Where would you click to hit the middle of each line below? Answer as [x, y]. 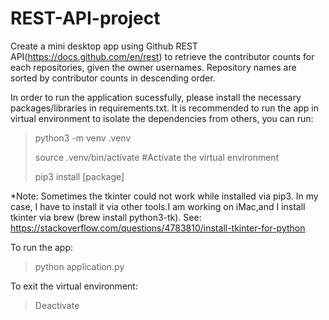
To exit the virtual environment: [74, 286]
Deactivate [57, 305]
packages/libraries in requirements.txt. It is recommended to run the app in [165, 108]
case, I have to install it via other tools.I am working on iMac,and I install [158, 206]
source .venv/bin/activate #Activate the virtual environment [157, 157]
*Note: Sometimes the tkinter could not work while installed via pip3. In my [164, 196]
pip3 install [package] [79, 176]
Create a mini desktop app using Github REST [104, 46]
